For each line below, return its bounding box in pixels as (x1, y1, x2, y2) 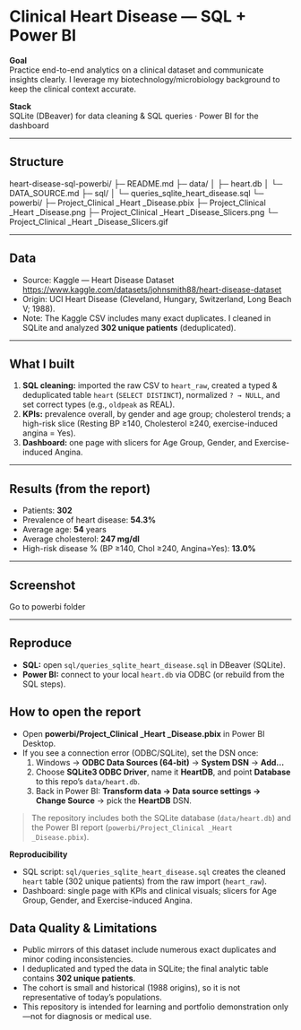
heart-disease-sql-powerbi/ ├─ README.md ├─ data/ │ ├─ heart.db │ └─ (9, 177, 283, 189)
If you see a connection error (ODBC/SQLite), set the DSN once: (21, 747, 259, 758)
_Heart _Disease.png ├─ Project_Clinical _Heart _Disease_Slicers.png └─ (9, 206, 279, 217)
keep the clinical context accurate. (9, 83, 137, 94)
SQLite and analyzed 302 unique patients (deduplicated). (21, 322, 236, 333)
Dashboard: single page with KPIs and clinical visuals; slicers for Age (21, 885, 278, 896)
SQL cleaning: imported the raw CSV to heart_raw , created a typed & (21, 380, 278, 391)
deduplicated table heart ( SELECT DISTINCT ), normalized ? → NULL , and (21, 390, 280, 401)
